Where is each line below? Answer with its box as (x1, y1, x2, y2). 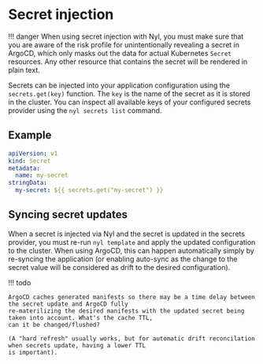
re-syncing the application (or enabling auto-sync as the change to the (8, 254, 238, 264)
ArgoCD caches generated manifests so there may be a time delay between (8, 293, 256, 301)
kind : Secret (8, 156, 51, 165)
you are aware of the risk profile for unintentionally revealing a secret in (8, 39, 240, 49)
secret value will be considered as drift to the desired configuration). (8, 262, 231, 272)
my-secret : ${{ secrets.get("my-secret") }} (15, 186, 164, 194)
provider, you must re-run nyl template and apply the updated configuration (8, 237, 256, 246)
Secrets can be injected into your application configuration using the (8, 81, 231, 90)
